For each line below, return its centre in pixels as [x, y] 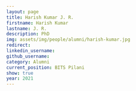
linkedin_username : [31, 51]
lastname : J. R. [26, 28]
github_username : [28, 56]
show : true [20, 73]
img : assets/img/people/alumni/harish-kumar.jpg [68, 40]
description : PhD [28, 34]
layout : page [23, 12]
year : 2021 [20, 78]
